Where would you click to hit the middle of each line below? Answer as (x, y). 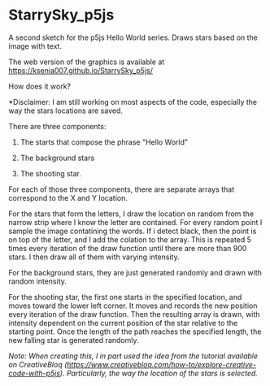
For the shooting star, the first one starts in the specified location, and (125, 297)
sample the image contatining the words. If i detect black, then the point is (133, 231)
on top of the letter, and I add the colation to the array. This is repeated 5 (130, 239)
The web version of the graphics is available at (87, 62)
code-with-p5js (35, 373)
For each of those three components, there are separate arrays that (121, 189)
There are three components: (57, 126)
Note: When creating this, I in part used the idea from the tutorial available (133, 356)
